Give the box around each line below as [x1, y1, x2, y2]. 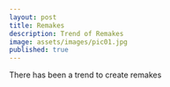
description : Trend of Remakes [9, 29, 124, 38]
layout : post [9, 12, 57, 22]
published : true [9, 46, 69, 54]
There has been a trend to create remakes [9, 69, 162, 80]
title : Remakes [9, 21, 65, 30]
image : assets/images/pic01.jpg [9, 37, 128, 47]
